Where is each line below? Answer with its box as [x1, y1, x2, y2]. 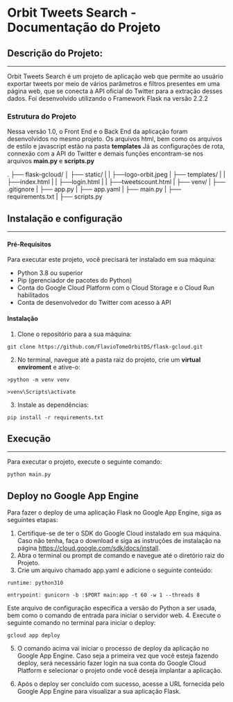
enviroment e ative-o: [17, 362, 81, 371]
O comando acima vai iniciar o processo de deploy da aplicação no [17, 644, 209, 653]
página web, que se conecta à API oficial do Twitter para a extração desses [7, 87, 223, 95]
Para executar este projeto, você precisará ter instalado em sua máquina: [7, 256, 216, 264]
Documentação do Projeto [7, 19, 161, 35]
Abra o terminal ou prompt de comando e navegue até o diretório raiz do [17, 551, 225, 560]
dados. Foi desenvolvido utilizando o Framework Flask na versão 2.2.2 [7, 94, 209, 102]
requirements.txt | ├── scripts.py [7, 192, 103, 201]
